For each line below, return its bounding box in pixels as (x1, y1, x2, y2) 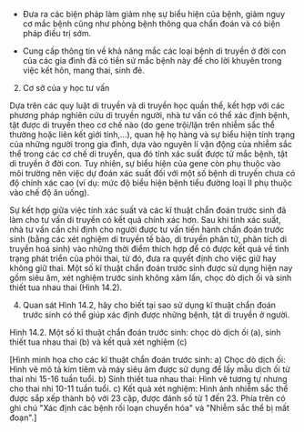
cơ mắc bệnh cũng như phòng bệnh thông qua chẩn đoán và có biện (22, 18, 280, 29)
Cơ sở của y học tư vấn (22, 83, 110, 93)
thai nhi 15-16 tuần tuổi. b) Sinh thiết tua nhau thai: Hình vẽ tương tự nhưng (9, 374, 289, 384)
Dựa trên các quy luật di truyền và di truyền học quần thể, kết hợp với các (9, 100, 285, 111)
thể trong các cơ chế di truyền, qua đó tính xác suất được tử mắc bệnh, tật (9, 148, 289, 159)
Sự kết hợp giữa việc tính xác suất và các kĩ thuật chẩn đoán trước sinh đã (9, 205, 287, 216)
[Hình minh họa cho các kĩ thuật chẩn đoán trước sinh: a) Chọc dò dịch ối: (9, 355, 287, 365)
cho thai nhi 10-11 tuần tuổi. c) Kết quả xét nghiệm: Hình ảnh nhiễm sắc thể (9, 383, 289, 394)
